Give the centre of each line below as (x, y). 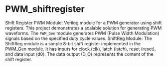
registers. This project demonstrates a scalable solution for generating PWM (83, 28)
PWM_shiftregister (45, 9)
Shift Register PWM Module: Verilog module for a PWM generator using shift (83, 23)
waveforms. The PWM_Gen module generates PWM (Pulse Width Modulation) (82, 33)
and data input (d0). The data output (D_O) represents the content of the (79, 54)
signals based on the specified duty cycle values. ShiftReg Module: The (79, 38)
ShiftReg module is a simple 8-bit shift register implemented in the (73, 43)
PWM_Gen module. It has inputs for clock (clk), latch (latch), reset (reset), (81, 49)
